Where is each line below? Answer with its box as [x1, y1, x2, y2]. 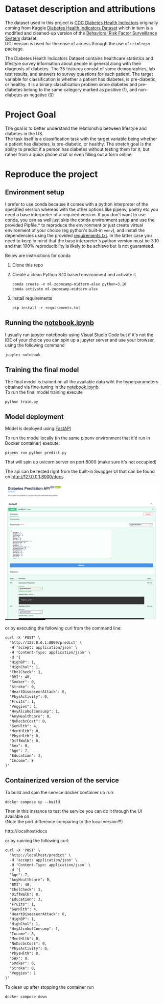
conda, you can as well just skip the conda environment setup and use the [5, 217, 155, 223]
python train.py [5, 399, 38, 404]
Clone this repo [12, 262, 43, 268]
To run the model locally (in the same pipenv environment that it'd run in [5, 435, 150, 441]
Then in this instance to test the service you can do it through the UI [5, 808, 142, 814]
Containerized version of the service [5, 776, 119, 785]
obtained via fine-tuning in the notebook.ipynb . [5, 384, 100, 390]
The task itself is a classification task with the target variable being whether [5, 136, 158, 142]
